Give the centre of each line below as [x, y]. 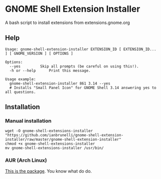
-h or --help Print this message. [50, 70]
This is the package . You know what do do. [48, 171]
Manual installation [28, 121]
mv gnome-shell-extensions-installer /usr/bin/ [55, 148]
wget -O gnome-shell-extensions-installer [49, 131]
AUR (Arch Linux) [26, 160]
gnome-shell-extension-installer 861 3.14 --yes [60, 83]
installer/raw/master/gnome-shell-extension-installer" [63, 140]
